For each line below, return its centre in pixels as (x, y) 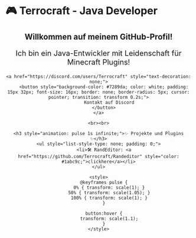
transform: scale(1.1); (109, 218)
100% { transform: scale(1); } (109, 198)
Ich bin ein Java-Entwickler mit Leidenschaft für (99, 53)
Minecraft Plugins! (99, 62)
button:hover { (104, 213)
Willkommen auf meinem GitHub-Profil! (99, 36)
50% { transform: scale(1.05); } (109, 192)
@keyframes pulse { (104, 182)
